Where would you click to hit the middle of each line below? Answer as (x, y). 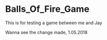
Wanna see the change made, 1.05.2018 (46, 32)
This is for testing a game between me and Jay (54, 23)
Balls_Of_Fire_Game (47, 9)
